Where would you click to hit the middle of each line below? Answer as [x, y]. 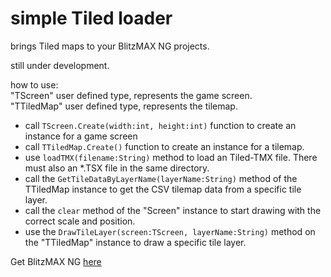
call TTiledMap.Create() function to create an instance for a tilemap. [164, 146]
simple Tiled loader [91, 18]
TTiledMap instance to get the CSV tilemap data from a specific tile [163, 189]
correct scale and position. [80, 221]
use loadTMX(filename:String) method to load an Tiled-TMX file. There [171, 157]
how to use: [34, 84]
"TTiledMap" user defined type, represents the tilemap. [124, 106]
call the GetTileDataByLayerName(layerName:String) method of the [161, 178]
